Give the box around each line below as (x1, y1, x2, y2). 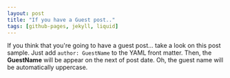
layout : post (7, 10, 45, 17)
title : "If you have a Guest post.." (7, 16, 116, 23)
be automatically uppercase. (7, 63, 88, 72)
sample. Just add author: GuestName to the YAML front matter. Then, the (7, 49, 212, 57)
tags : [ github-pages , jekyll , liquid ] (7, 23, 118, 29)
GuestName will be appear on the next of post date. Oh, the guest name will (7, 56, 224, 64)
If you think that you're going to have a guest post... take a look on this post (7, 42, 222, 50)
